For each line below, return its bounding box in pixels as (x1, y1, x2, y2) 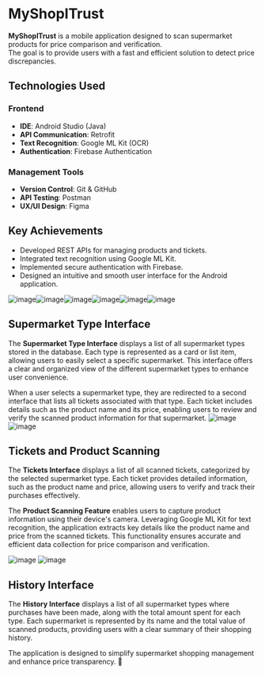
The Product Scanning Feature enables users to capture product (8, 506, 221, 516)
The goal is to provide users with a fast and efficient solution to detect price (8, 48, 256, 57)
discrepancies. (8, 56, 57, 66)
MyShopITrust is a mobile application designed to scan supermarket (8, 31, 233, 40)
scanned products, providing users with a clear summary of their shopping (8, 625, 252, 634)
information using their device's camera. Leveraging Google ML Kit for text (8, 514, 252, 524)
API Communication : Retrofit (19, 129, 115, 139)
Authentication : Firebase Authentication (19, 146, 153, 156)
